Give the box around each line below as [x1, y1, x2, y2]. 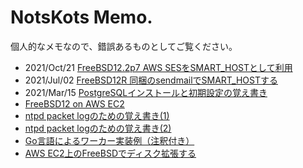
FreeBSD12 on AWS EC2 [24, 97, 125, 110]
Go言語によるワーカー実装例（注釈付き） [24, 134, 195, 146]
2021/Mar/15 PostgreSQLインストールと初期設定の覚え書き [24, 86, 268, 98]
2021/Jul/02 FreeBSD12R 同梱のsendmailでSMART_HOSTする [24, 74, 278, 86]
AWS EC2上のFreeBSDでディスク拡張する [24, 147, 197, 159]
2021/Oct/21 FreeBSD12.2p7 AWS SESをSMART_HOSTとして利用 [24, 61, 293, 73]
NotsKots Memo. [10, 6, 153, 29]
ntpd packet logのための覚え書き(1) [24, 109, 170, 121]
